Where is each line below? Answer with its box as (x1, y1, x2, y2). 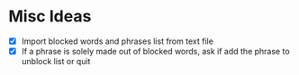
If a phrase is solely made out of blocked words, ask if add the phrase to (21, 46, 290, 56)
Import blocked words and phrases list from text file (21, 36, 213, 46)
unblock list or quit (21, 56, 91, 67)
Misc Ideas (8, 6, 92, 27)
